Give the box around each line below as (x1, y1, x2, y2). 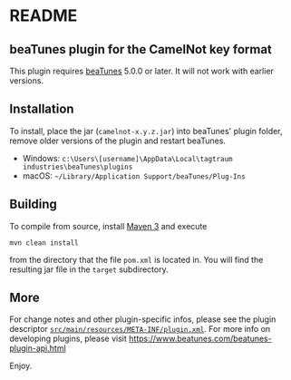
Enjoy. (9, 360, 33, 372)
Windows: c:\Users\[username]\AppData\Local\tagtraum (22, 152, 233, 163)
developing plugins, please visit (9, 333, 127, 345)
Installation (9, 102, 74, 117)
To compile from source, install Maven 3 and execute (9, 220, 208, 231)
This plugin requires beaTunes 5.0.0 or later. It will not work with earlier (9, 65, 275, 76)
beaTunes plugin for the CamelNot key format (9, 42, 272, 57)
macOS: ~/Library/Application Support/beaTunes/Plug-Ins (22, 170, 247, 181)
